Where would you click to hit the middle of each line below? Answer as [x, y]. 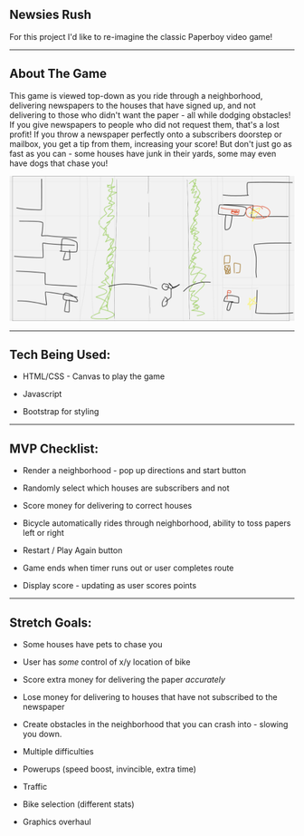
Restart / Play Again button [72, 550]
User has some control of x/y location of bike [106, 662]
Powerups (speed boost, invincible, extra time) [109, 769]
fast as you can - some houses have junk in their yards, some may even [143, 153]
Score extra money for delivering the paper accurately [124, 680]
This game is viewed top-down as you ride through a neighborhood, [136, 95]
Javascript [42, 394]
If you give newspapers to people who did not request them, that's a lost [145, 124]
